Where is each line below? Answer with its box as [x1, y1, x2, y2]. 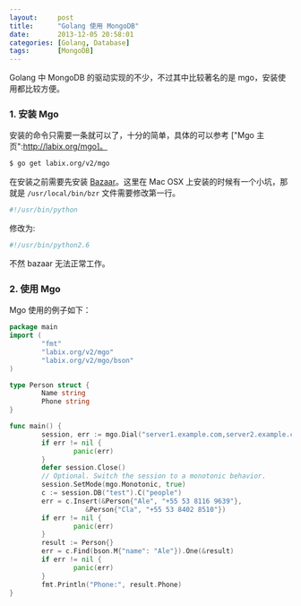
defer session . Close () [41, 463, 126, 472]
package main [9, 323, 58, 332]
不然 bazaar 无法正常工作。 [9, 258, 110, 269]
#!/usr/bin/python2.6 [9, 241, 90, 250]
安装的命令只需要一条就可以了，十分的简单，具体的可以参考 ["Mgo [9, 130, 255, 141]
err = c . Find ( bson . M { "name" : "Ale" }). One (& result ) [41, 547, 235, 556]
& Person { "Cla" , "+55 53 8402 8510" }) [85, 505, 227, 514]
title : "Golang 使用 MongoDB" [9, 22, 140, 30]
